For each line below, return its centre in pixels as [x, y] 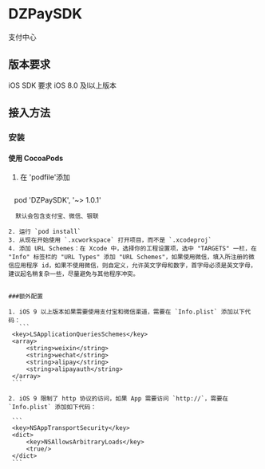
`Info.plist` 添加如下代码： [53, 408]
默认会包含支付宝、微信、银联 [57, 216]
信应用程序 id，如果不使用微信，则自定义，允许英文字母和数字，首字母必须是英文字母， [132, 266]
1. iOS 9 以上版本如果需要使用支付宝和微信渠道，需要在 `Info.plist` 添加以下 [127, 312]
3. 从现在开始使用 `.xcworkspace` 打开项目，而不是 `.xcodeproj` [110, 240]
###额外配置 [26, 297]
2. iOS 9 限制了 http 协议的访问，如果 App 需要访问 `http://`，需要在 [119, 399]
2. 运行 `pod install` [45, 232]
